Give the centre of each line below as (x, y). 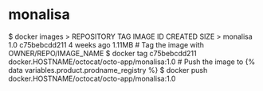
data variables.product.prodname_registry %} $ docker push (108, 70)
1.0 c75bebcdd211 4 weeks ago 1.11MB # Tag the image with (106, 44)
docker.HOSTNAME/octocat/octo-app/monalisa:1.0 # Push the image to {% (132, 62)
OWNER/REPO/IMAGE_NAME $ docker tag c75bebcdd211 (102, 53)
